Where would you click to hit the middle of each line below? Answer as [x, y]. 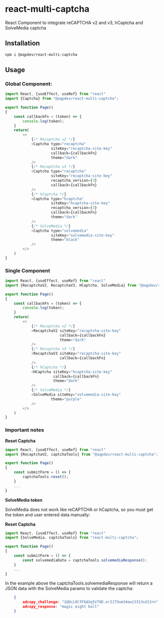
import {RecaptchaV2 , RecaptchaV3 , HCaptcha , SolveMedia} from [71, 285]
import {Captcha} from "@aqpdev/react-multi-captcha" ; [62, 99]
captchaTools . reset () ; [46, 477]
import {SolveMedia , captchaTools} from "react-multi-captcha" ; [72, 538]
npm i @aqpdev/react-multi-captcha [41, 54]
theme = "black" [65, 240]
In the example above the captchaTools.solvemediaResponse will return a [79, 583]
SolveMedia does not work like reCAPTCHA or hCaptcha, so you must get [79, 510]
